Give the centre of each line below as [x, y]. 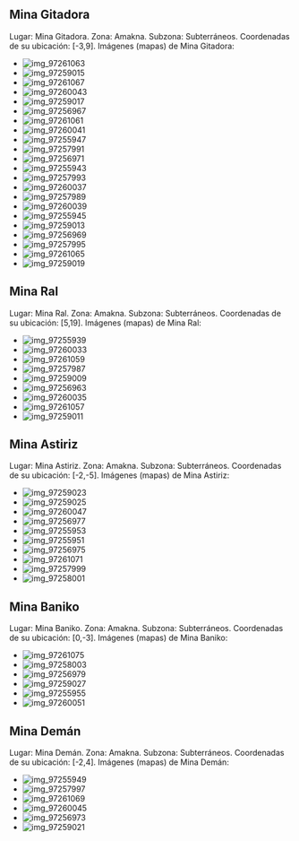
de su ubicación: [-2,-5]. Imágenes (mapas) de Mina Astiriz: [120, 475]
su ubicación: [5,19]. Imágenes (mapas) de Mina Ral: [105, 323]
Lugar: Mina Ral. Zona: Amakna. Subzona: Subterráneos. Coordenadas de [145, 313]
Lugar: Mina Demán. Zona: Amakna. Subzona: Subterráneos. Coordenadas [147, 753]
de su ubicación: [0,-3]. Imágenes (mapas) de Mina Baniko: [119, 638]
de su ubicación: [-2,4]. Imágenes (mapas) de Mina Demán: [120, 762]
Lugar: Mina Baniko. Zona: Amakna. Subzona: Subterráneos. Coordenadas [146, 629]
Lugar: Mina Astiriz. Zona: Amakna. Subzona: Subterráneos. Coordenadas [145, 466]
